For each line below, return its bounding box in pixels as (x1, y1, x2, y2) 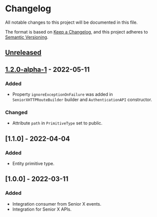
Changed (5, 109, 28, 116)
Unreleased (5, 48, 42, 57)
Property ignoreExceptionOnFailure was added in (12, 91, 113, 97)
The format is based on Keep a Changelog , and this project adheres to (5, 29, 148, 35)
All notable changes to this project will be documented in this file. (5, 19, 138, 25)
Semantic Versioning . (5, 34, 48, 40)
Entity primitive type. (12, 161, 55, 166)
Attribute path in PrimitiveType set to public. (12, 120, 103, 126)
